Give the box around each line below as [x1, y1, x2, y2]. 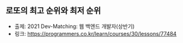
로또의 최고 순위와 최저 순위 [5, 5, 101, 16]
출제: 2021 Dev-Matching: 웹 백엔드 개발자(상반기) [14, 23, 135, 30]
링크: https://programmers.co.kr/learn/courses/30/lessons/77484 [14, 30, 177, 37]
